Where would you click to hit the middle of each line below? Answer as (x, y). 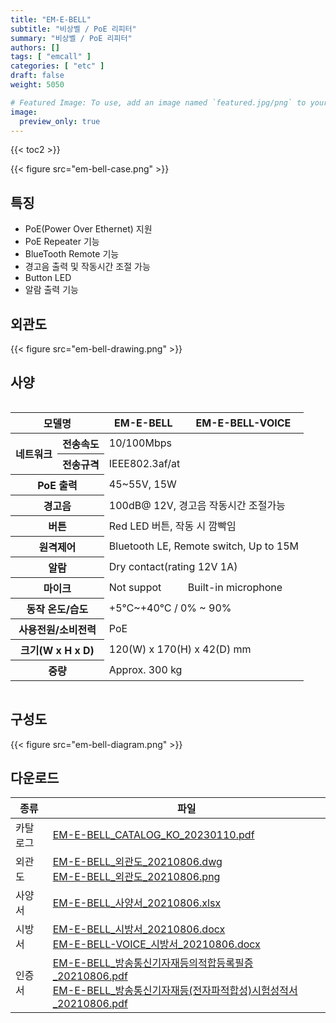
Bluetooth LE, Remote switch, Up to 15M (203, 546)
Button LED (48, 278)
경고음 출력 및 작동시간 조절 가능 (87, 267)
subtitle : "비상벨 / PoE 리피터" (73, 29)
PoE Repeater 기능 (62, 242)
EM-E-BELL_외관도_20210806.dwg (137, 862)
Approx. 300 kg (145, 669)
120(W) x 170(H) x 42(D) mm (180, 649)
